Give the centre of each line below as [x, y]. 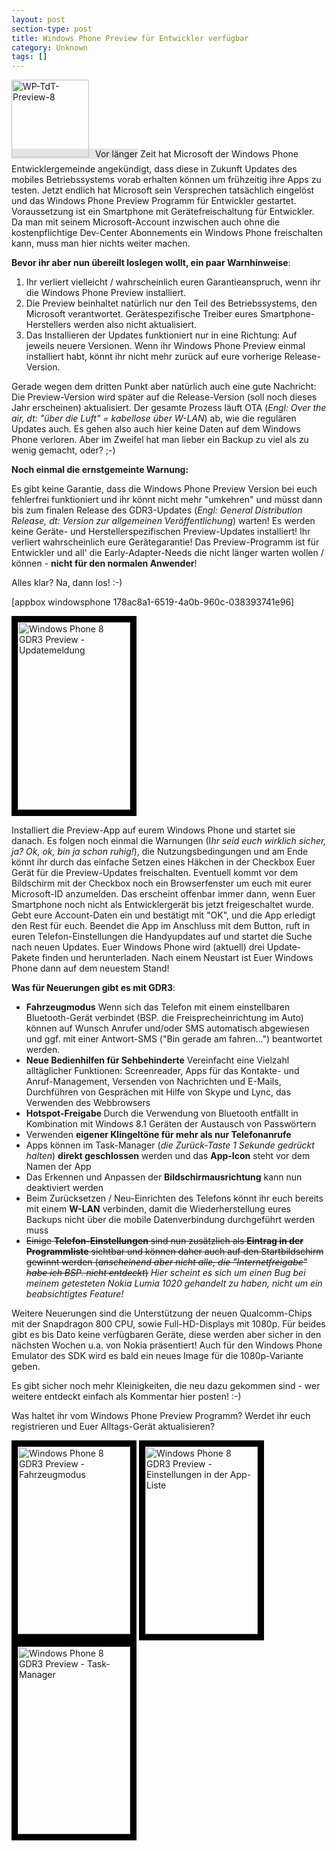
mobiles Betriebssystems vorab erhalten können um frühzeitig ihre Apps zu [166, 180]
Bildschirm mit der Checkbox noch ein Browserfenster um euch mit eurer [162, 883]
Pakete [25, 958]
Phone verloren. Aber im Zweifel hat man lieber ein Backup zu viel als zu [160, 440]
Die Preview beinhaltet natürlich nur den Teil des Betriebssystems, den [171, 303]
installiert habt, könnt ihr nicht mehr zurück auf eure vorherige [154, 357]
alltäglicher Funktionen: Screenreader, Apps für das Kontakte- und [162, 1071]
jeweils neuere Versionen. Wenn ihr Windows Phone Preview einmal [165, 346]
